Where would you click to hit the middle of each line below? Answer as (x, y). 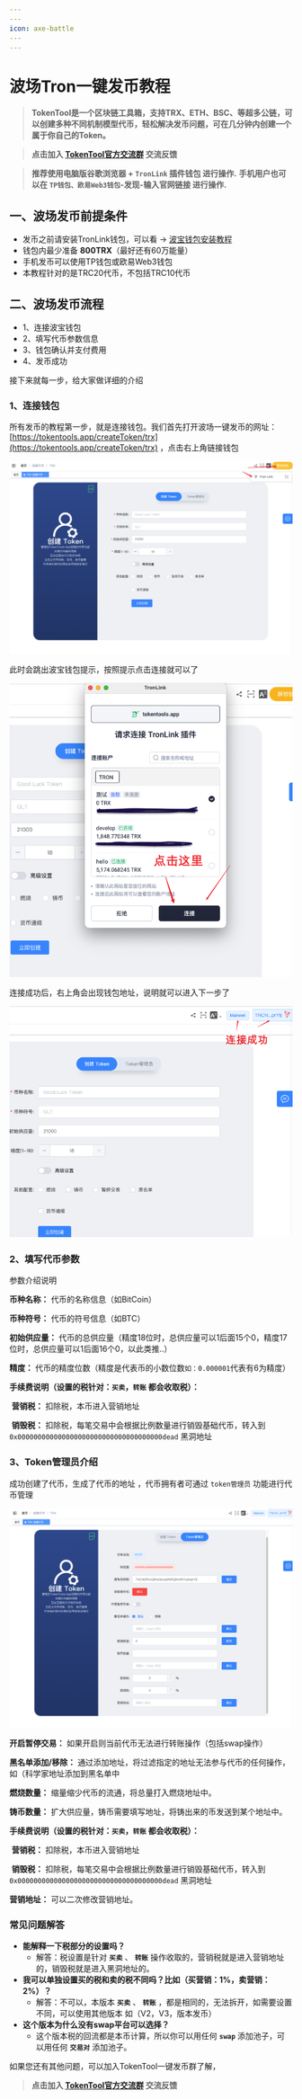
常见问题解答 (37, 1925)
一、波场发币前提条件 (68, 216)
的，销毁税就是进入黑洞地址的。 (95, 1969)
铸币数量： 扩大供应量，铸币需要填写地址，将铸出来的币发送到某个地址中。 (148, 1812)
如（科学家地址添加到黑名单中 (64, 1774)
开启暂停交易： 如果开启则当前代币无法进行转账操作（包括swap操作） (138, 1743)
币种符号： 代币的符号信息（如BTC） (77, 1319)
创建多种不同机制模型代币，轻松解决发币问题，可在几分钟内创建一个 (165, 124)
